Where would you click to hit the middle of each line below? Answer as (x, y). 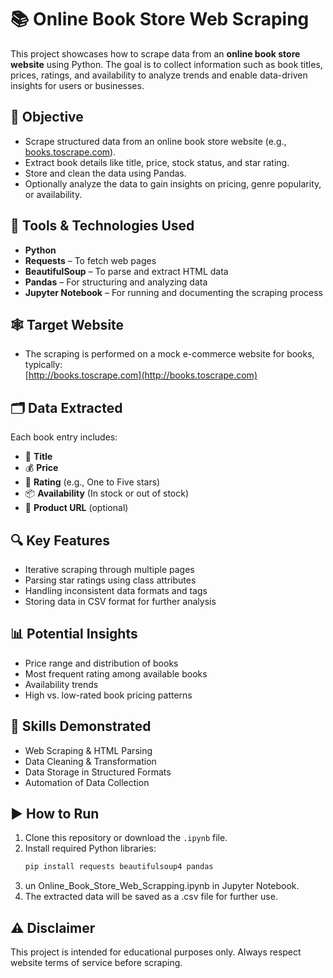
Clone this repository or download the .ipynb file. (126, 838)
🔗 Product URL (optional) (76, 508)
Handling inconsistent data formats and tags (116, 590)
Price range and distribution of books (101, 663)
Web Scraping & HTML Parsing (88, 750)
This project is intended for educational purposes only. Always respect (156, 952)
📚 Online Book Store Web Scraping (160, 19)
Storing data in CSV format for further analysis (120, 601)
